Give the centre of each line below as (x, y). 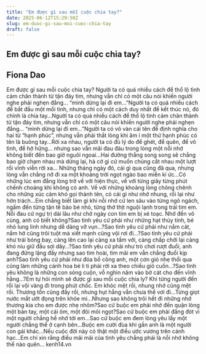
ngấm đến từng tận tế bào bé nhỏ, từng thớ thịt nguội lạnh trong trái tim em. (102, 207)
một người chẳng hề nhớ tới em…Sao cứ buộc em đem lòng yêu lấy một (97, 318)
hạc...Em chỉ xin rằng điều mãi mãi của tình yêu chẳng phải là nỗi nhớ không (103, 338)
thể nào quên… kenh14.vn (39, 344)
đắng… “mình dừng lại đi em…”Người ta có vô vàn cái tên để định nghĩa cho (102, 129)
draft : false (23, 29)
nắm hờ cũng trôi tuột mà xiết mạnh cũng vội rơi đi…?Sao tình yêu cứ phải (99, 234)
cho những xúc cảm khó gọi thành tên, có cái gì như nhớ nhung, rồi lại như (101, 194)
